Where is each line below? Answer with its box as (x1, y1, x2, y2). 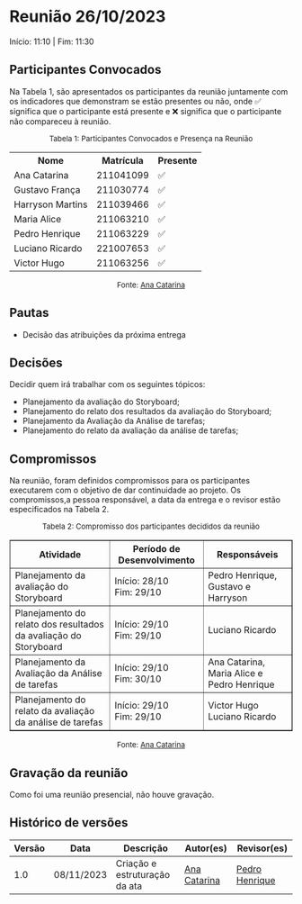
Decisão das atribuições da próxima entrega (22, 329, 186, 339)
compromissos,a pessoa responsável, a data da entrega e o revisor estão (9, 494, 281, 505)
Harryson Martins (13, 198, 88, 211)
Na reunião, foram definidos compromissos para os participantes (9, 475, 250, 486)
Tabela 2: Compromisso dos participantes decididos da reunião (41, 521, 261, 532)
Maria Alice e (208, 667, 263, 680)
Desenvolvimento (118, 554, 196, 566)
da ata (115, 880, 142, 892)
